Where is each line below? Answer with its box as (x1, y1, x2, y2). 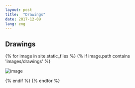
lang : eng (5, 21, 26, 26)
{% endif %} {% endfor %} (5, 78, 60, 84)
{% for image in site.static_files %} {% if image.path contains (5, 53, 131, 59)
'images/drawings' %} (5, 58, 51, 64)
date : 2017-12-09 (5, 16, 41, 21)
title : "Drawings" (5, 12, 46, 17)
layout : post (5, 7, 32, 12)
